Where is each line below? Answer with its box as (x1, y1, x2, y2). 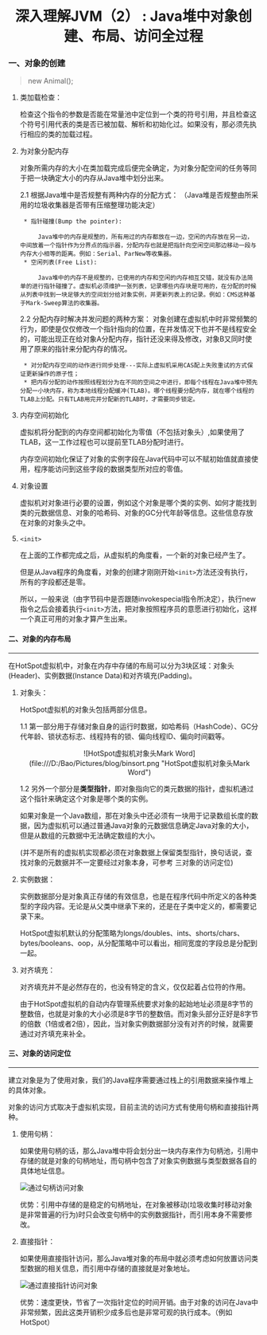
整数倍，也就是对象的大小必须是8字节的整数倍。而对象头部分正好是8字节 (19, 1009, 259, 1019)
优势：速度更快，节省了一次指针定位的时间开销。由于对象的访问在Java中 (19, 1297, 259, 1307)
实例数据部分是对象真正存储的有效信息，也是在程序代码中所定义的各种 (19, 891, 250, 901)
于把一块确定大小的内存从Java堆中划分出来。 (19, 173, 168, 183)
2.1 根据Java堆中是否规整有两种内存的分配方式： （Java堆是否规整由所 (19, 190, 252, 200)
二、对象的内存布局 (8, 634, 72, 644)
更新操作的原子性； (25, 370, 79, 379)
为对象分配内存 (19, 147, 69, 156)
